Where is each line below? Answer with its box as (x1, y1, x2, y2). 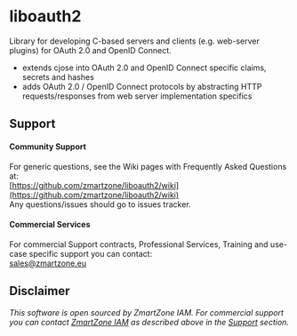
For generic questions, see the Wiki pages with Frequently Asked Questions (9, 161, 287, 172)
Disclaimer (9, 284, 70, 299)
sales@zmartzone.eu (9, 258, 87, 268)
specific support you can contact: (28, 248, 153, 259)
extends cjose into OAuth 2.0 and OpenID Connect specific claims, (21, 62, 267, 73)
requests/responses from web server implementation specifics (21, 91, 253, 101)
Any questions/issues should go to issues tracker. (9, 198, 191, 210)
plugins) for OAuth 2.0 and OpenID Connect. (9, 44, 172, 55)
